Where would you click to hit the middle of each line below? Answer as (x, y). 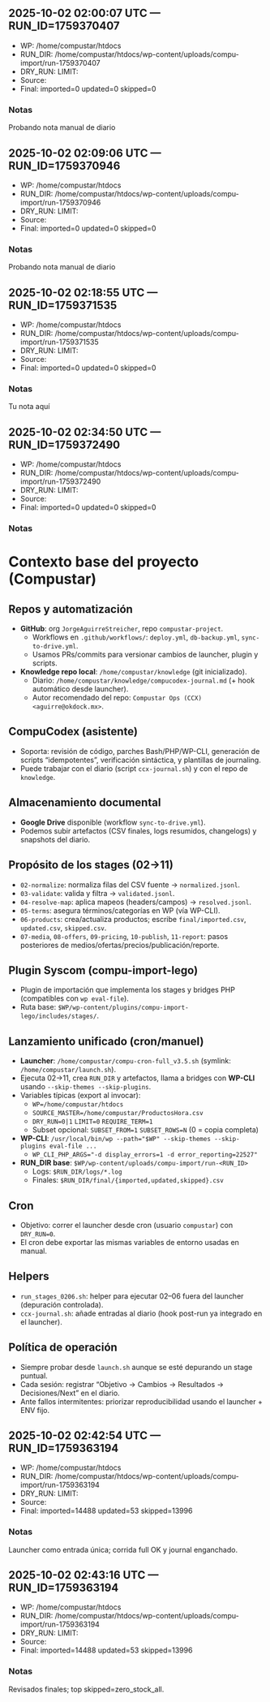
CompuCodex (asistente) (73, 732)
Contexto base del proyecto (104, 562)
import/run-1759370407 (60, 62)
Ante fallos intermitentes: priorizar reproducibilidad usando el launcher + (141, 1401)
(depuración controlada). (62, 1304)
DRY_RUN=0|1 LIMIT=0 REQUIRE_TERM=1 (92, 1122)
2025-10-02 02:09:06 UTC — (85, 153)
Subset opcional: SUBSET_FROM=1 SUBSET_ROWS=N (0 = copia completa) (146, 1130)
